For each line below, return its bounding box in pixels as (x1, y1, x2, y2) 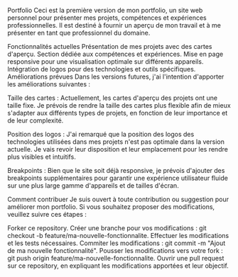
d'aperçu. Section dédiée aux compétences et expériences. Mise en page (7, 50, 224, 58)
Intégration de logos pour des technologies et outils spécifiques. (7, 65, 196, 73)
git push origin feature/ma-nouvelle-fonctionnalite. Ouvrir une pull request (7, 254, 225, 262)
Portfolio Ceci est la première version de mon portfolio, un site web (7, 6, 203, 14)
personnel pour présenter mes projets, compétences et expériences (7, 13, 207, 22)
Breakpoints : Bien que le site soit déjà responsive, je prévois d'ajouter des (7, 166, 225, 174)
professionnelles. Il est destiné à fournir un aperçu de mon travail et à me (7, 21, 222, 29)
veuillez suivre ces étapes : (7, 210, 87, 218)
